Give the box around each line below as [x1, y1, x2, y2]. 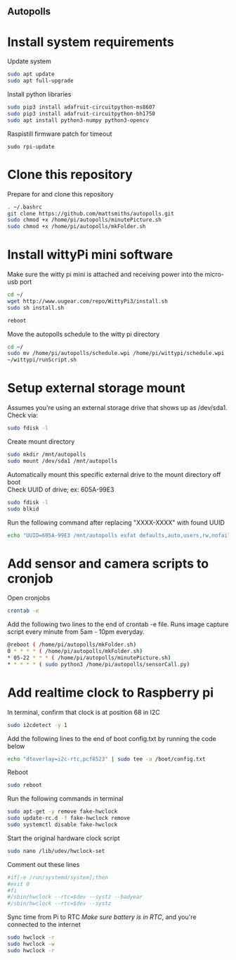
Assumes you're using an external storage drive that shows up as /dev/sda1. [7, 404, 228, 412]
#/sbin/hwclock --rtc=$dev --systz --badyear [7, 894, 143, 901]
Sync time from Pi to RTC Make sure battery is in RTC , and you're [7, 913, 197, 921]
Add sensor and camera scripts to [7, 556, 209, 571]
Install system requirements [7, 34, 174, 50]
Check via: [7, 411, 39, 420]
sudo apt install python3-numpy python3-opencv [7, 116, 150, 124]
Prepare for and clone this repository [7, 189, 114, 198]
